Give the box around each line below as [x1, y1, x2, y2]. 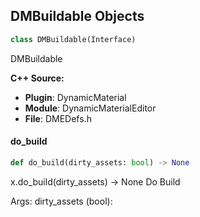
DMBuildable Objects [10, 8, 145, 25]
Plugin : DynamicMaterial [24, 91, 127, 103]
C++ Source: [10, 72, 65, 84]
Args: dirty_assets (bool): [10, 195, 113, 207]
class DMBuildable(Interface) [10, 34, 137, 44]
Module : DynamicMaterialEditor [24, 102, 157, 114]
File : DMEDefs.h [24, 112, 92, 124]
